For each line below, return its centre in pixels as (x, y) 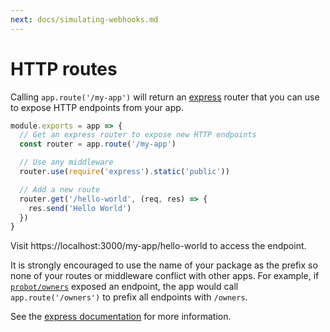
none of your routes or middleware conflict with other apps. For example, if (165, 276)
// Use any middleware (66, 162)
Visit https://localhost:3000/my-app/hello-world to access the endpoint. (158, 246)
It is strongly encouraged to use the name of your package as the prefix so (164, 265)
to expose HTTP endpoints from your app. (97, 107)
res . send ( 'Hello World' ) (80, 208)
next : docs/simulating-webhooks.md (84, 19)
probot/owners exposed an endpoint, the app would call (124, 287)
